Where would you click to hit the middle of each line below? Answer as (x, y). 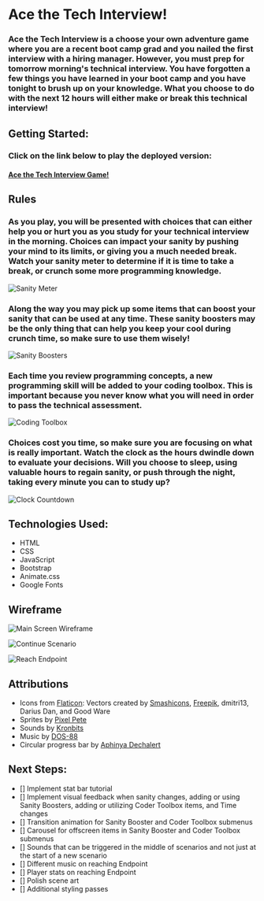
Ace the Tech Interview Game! (59, 175)
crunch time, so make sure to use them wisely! (99, 338)
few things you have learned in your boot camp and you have (127, 79)
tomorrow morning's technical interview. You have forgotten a (129, 69)
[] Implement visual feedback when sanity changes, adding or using (130, 796)
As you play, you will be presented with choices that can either (130, 222)
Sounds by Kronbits (52, 728)
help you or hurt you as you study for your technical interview (129, 232)
